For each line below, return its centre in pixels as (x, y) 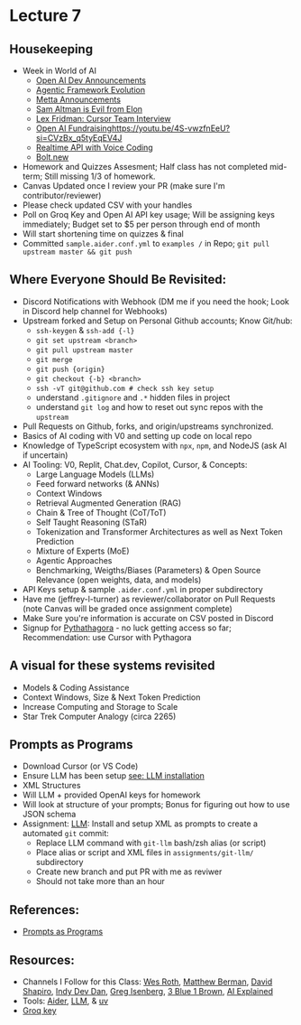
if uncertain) (45, 455)
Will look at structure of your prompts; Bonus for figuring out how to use (156, 805)
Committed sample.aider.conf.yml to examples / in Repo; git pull (146, 243)
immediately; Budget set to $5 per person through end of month (141, 224)
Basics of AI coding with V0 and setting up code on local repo (137, 435)
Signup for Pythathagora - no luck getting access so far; (127, 628)
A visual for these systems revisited (112, 666)
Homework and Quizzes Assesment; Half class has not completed (145, 167)
